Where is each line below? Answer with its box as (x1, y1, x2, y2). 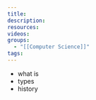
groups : (7, 37, 30, 44)
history (17, 84, 39, 93)
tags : (7, 50, 23, 57)
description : (7, 17, 46, 24)
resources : (7, 23, 40, 30)
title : (7, 10, 27, 18)
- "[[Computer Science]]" (13, 43, 90, 50)
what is (17, 69, 39, 78)
